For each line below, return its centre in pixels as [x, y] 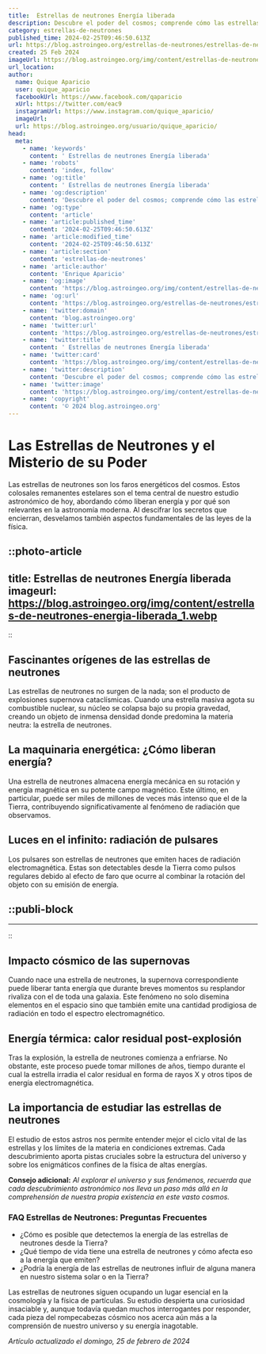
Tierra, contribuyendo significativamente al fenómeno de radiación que [124, 807]
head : [17, 133]
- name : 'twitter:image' [63, 384]
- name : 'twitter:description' [74, 370]
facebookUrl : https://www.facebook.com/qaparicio [99, 97]
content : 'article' [61, 215]
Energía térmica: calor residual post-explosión [125, 1039]
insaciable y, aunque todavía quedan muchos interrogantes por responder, [130, 1309]
